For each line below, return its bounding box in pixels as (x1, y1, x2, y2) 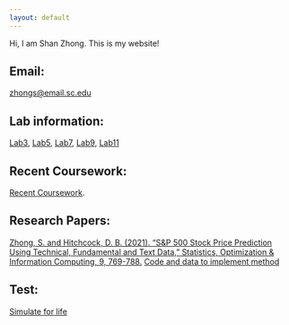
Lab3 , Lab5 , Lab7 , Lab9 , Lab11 (9, 137, 119, 148)
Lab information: (9, 113, 105, 128)
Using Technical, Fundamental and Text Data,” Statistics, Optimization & (9, 246, 275, 257)
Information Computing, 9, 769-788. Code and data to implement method (9, 256, 280, 267)
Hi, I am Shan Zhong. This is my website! (9, 38, 160, 48)
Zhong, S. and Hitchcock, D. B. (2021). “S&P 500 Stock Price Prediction (9, 237, 272, 248)
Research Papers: (9, 213, 110, 229)
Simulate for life (9, 306, 67, 317)
